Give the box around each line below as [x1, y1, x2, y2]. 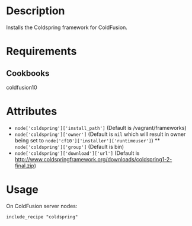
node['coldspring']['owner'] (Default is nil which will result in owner [14, 130, 186, 138]
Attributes [6, 105, 57, 118]
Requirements [6, 44, 77, 58]
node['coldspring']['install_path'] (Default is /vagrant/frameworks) [14, 124, 187, 131]
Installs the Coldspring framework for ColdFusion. [6, 24, 127, 31]
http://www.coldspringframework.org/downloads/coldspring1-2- [14, 155, 172, 163]
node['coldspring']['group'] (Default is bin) [14, 143, 124, 150]
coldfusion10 [6, 84, 37, 91]
